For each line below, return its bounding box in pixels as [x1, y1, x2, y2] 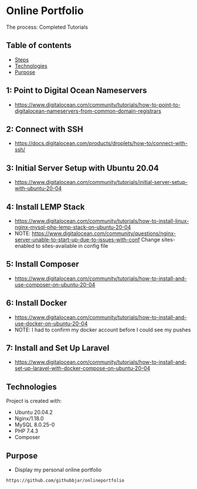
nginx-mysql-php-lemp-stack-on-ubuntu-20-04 [14, 224, 131, 230]
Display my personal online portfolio [14, 466, 102, 473]
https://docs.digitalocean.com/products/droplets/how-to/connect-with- [14, 140, 188, 147]
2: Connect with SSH [6, 124, 83, 134]
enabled [14, 242, 35, 249]
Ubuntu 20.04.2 [14, 409, 53, 416]
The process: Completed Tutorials [6, 23, 89, 30]
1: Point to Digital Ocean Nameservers [6, 86, 148, 96]
